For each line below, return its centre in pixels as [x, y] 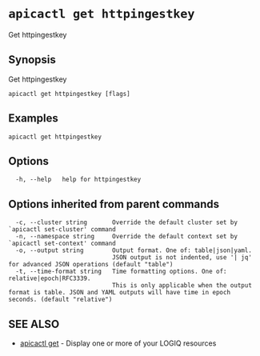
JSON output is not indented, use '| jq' [182, 258]
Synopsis [32, 60]
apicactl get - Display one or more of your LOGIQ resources [118, 343]
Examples [33, 118]
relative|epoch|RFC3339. [50, 278]
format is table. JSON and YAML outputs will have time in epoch [119, 293]
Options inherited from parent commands [114, 204]
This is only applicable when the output [182, 286]
